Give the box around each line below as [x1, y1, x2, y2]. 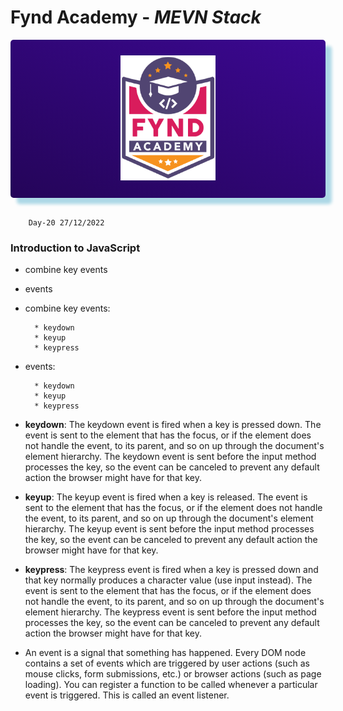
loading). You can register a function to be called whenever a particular [24, 679, 318, 691]
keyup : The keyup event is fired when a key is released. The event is [24, 491, 308, 503]
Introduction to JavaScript [10, 241, 141, 255]
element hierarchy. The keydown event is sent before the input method [24, 451, 317, 463]
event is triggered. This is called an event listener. [24, 689, 230, 701]
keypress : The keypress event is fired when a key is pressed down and [24, 564, 319, 576]
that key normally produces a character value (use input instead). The [24, 574, 313, 586]
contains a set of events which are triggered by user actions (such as [24, 657, 310, 670]
